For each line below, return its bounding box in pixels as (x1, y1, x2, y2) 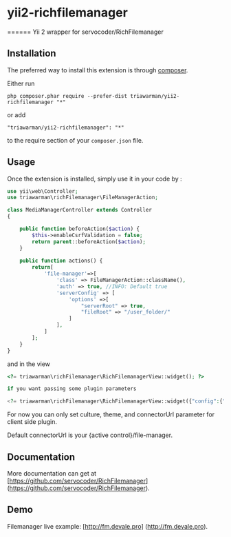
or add (7, 110, 26, 119)
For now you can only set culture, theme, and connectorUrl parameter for (7, 410, 215, 418)
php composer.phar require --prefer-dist (7, 92, 128, 99)
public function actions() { (19, 257, 103, 265)
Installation (7, 48, 56, 59)
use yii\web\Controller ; (7, 188, 78, 194)
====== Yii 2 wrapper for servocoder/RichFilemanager (7, 28, 164, 36)
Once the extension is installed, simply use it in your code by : (7, 174, 182, 183)
